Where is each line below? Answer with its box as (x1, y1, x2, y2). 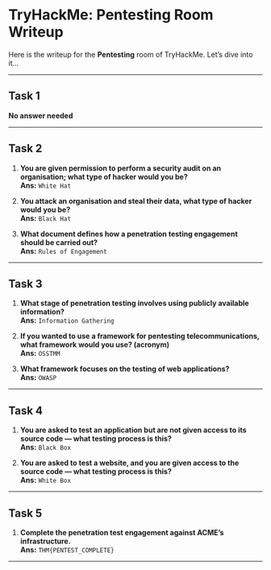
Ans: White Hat (19, 180, 71, 190)
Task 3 (8, 277, 43, 290)
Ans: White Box (19, 475, 71, 485)
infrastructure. (19, 536, 71, 546)
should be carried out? (19, 237, 98, 247)
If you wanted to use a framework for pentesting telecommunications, (19, 331, 260, 341)
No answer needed (8, 111, 73, 120)
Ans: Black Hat (19, 213, 71, 223)
